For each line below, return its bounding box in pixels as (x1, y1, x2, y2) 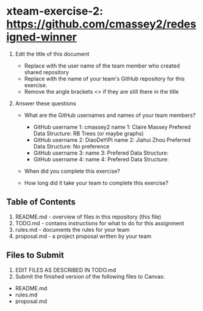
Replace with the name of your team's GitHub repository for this (24, 75, 185, 82)
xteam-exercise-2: (6, 4, 104, 18)
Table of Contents (6, 197, 76, 208)
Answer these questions (15, 99, 76, 107)
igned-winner (6, 30, 77, 44)
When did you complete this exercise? (24, 167, 121, 175)
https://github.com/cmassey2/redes (6, 17, 197, 31)
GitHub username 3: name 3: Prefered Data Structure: (33, 149, 169, 156)
